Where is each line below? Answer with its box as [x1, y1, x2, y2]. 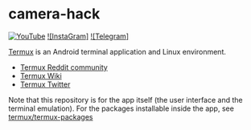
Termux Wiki [19, 71, 62, 80]
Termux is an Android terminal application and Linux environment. [8, 47, 227, 56]
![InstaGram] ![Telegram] [47, 31, 130, 41]
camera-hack [8, 5, 101, 23]
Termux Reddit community [19, 62, 109, 72]
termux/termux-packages [8, 112, 93, 121]
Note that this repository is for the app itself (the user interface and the [8, 95, 243, 104]
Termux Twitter [19, 79, 71, 89]
